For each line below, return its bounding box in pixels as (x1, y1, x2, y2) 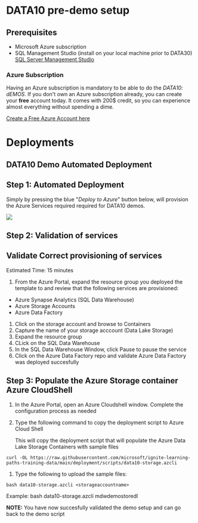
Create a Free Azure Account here (6, 115, 91, 122)
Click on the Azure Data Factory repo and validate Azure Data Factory (14, 352, 187, 359)
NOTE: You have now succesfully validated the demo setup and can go (6, 504, 181, 511)
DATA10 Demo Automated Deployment (6, 159, 152, 170)
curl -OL (6, 454, 28, 460)
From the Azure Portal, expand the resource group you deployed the (14, 278, 183, 285)
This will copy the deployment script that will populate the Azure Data (14, 436, 186, 444)
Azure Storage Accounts (14, 302, 76, 309)
